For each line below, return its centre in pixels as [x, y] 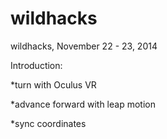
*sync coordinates [48, 123]
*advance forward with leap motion [83, 104]
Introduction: [36, 65]
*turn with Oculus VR [53, 84]
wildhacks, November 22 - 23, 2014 [84, 46]
